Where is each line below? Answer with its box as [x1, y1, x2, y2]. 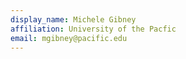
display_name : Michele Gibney [10, 14, 137, 25]
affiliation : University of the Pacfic [10, 24, 177, 34]
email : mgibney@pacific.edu [10, 33, 128, 43]
